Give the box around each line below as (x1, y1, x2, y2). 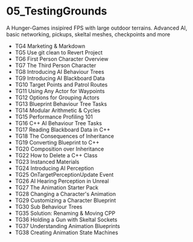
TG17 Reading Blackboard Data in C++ (14, 126, 110, 133)
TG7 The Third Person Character (14, 62, 96, 69)
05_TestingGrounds (6, 4, 107, 18)
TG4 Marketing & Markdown (14, 42, 86, 50)
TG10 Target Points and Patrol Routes (14, 80, 108, 88)
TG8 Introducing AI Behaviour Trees (14, 68, 104, 75)
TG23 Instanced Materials (14, 158, 80, 165)
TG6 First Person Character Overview (14, 55, 109, 62)
